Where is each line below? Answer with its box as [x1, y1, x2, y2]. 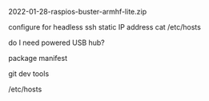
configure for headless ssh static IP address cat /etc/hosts [8, 22, 202, 31]
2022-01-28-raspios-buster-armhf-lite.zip [8, 7, 147, 16]
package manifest [8, 54, 68, 63]
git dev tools [8, 69, 50, 79]
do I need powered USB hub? [8, 38, 106, 47]
